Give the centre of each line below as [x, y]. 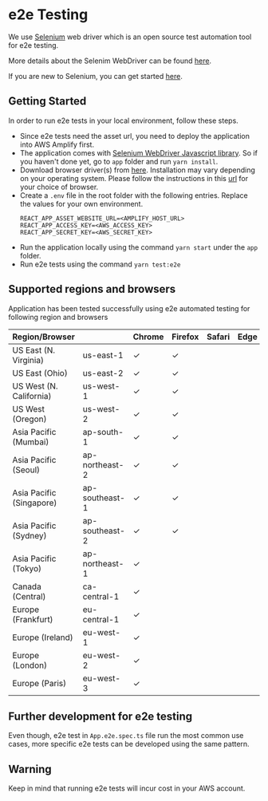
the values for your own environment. [81, 203]
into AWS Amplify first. [57, 144]
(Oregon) [30, 419]
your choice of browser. [59, 187]
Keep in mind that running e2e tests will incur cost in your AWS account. [127, 788]
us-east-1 [103, 355]
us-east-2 [103, 373]
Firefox [185, 337]
